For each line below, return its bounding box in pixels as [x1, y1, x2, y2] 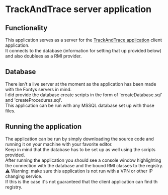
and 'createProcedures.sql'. [5, 97, 62, 103]
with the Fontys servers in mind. [5, 86, 72, 92]
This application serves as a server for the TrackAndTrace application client [5, 37, 162, 43]
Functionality [5, 24, 48, 32]
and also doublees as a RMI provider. [5, 53, 82, 59]
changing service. [5, 173, 43, 179]
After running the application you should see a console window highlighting [5, 157, 161, 163]
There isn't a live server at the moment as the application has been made [5, 81, 156, 87]
